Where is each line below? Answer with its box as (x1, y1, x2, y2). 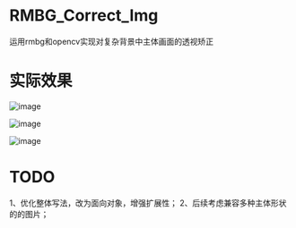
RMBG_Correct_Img (9, 5, 159, 26)
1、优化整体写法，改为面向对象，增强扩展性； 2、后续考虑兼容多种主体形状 (9, 198, 287, 208)
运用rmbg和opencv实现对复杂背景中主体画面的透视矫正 (9, 36, 213, 46)
